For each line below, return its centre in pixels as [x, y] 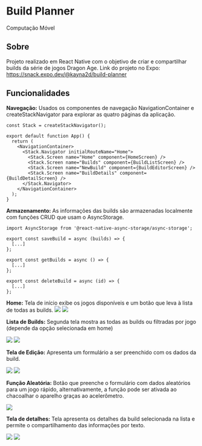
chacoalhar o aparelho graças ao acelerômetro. [65, 396]
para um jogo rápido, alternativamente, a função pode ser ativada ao [91, 389]
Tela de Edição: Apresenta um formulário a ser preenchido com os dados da [101, 352]
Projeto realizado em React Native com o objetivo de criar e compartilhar [96, 61]
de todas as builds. [30, 310]
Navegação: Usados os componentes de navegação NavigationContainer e [100, 108]
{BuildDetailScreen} [32, 178]
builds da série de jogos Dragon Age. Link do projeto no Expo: [84, 68]
